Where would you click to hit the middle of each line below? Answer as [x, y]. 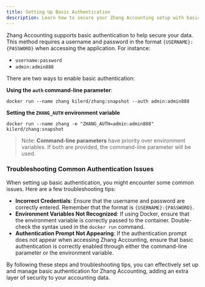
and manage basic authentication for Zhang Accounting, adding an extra [98, 271]
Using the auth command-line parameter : [59, 90]
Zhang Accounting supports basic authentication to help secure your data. [100, 35]
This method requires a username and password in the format [84, 42]
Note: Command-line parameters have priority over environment [103, 140]
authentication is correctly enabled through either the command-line [101, 246]
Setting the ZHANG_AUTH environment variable [63, 112]
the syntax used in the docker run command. [88, 227]
